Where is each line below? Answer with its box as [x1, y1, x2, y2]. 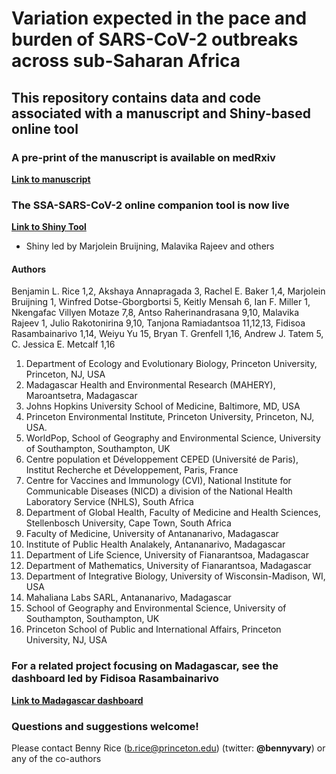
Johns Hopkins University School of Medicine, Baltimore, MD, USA [25, 400, 301, 412]
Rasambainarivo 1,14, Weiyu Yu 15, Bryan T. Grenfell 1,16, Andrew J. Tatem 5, [11, 328, 324, 340]
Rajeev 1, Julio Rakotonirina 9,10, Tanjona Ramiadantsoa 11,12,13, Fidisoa [11, 317, 306, 329]
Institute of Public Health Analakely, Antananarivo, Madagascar [25, 538, 286, 551]
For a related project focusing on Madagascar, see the [11, 659, 279, 673]
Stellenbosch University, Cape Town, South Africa [25, 517, 232, 529]
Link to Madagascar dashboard [11, 694, 144, 706]
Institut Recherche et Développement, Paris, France [25, 464, 239, 476]
